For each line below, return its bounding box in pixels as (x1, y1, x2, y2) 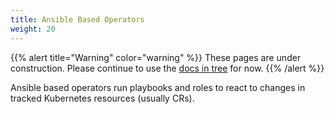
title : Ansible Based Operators (10, 14, 145, 25)
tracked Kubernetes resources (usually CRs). (10, 92, 195, 104)
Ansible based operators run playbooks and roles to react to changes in (10, 81, 306, 93)
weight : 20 (10, 24, 56, 34)
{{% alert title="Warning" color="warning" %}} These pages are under (10, 51, 302, 63)
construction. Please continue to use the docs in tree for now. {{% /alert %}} (10, 62, 325, 74)
